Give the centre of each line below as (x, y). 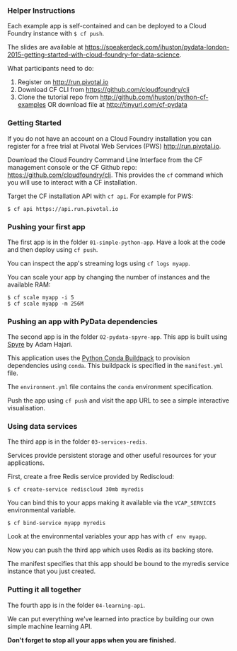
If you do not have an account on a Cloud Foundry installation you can (110, 138)
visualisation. (27, 408)
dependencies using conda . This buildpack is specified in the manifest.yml (115, 366)
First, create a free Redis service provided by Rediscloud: (91, 477)
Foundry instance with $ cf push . (56, 33)
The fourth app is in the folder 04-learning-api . (76, 605)
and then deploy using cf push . (53, 249)
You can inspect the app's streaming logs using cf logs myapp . (99, 263)
